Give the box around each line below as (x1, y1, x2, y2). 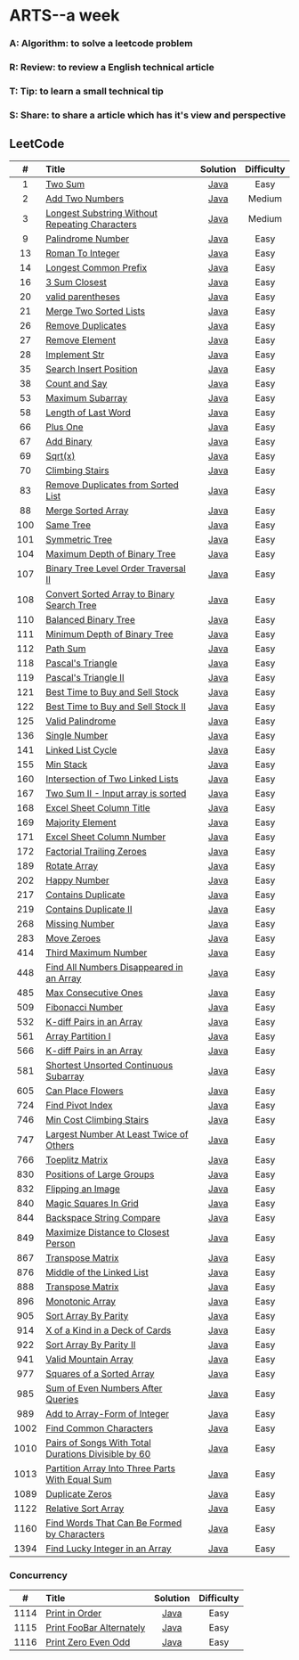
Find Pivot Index (45, 1099, 113, 1111)
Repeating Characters (45, 217, 137, 230)
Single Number (45, 729, 109, 741)
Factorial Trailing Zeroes (45, 845, 147, 857)
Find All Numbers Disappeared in (45, 961, 184, 973)
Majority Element (45, 816, 117, 829)
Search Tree (45, 599, 97, 611)
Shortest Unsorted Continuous (45, 1059, 174, 1071)
